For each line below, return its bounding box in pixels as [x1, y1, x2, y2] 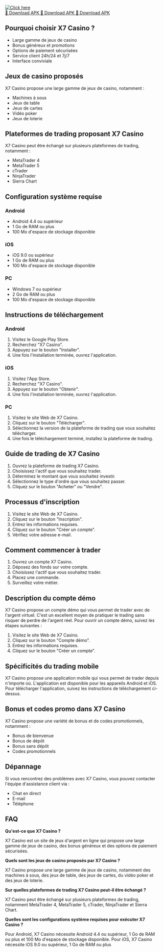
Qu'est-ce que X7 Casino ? [5, 828, 61, 834]
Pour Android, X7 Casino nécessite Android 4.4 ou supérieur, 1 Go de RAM [5, 931, 155, 937]
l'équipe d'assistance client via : [5, 781, 70, 787]
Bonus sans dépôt [12, 743, 49, 749]
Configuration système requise [5, 192, 102, 201]
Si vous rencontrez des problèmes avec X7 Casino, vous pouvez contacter [5, 775, 156, 781]
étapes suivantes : [5, 623, 42, 629]
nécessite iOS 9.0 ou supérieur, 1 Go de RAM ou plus [5, 941, 112, 947]
